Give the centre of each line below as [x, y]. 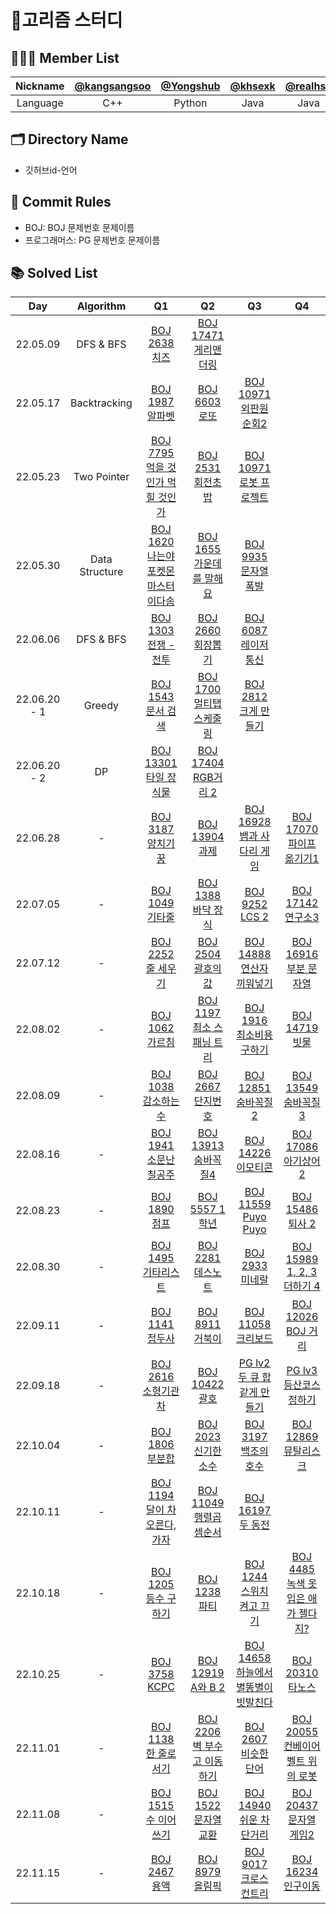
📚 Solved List [54, 273]
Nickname [40, 86]
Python [190, 103]
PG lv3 [302, 1371]
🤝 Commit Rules [61, 202]
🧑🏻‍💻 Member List [65, 57]
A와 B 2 [208, 1688]
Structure [101, 572]
